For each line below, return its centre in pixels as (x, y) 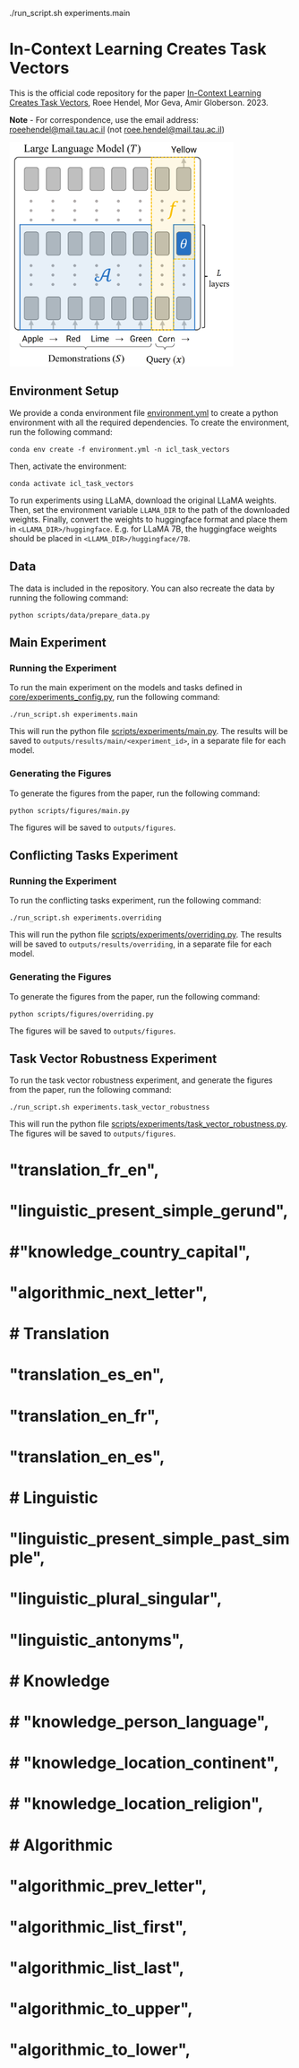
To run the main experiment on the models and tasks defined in (126, 688)
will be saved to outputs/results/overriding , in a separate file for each (141, 944)
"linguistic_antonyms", (97, 1640)
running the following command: (69, 597)
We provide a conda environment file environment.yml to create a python (144, 412)
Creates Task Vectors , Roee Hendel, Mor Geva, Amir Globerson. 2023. (139, 102)
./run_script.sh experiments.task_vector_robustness (110, 1108)
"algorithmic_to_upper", (101, 2009)
